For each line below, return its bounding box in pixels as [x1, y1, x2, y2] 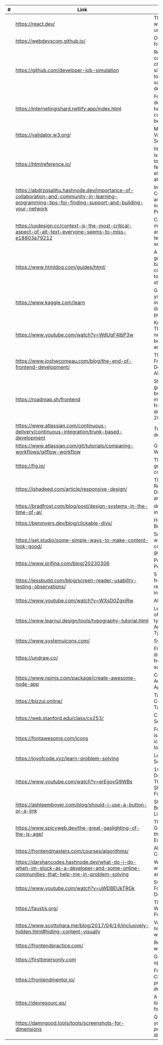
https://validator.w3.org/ [15, 132, 71, 138]
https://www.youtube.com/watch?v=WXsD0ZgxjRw [15, 597, 133, 604]
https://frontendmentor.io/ [15, 976, 75, 983]
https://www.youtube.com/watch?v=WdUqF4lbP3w [15, 332, 134, 338]
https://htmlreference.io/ [15, 161, 71, 167]
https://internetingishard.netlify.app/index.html [15, 105, 122, 112]
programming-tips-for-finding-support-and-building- [15, 199, 144, 206]
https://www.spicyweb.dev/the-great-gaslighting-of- [15, 825, 140, 831]
